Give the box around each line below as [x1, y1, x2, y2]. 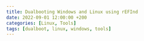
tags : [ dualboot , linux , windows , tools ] [6, 25, 112, 32]
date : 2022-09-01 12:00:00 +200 [6, 14, 87, 20]
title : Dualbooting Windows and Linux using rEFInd [6, 8, 138, 15]
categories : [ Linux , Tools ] [6, 20, 77, 26]
